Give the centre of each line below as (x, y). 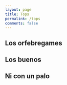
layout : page (18, 10)
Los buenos (23, 60)
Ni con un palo (27, 76)
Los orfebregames (34, 43)
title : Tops (17, 14)
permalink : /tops (23, 19)
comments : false (22, 23)
